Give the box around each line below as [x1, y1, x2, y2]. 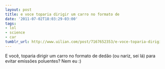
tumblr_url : [5, 39, 29, 44]
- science [5, 30, 26, 35]
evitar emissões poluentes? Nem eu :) [5, 58, 82, 64]
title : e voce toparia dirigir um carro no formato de [5, 12, 120, 17]
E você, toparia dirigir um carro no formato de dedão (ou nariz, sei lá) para [5, 53, 156, 59]
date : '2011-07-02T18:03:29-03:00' [5, 16, 78, 21]
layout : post [5, 7, 32, 12]
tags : [5, 21, 16, 26]
